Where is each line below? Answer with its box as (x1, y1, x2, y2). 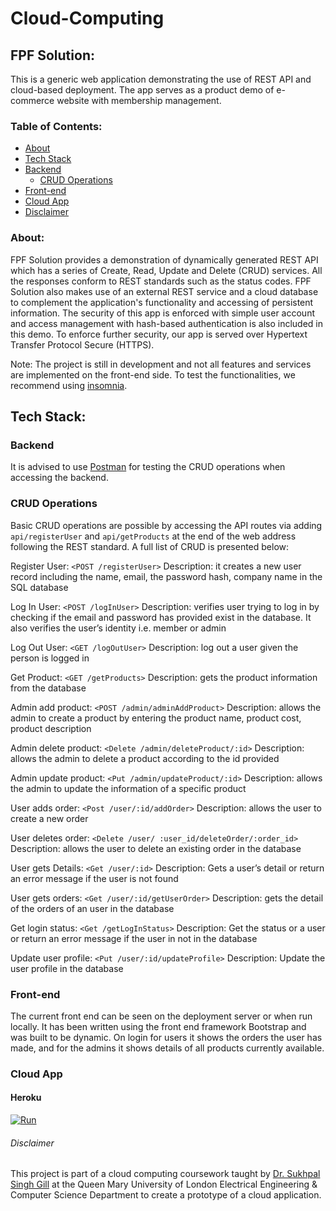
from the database (10, 682, 87, 694)
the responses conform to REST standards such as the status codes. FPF (10, 275, 312, 287)
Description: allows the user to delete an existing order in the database (10, 842, 302, 854)
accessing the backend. (10, 472, 109, 484)
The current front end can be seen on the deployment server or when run (10, 1010, 313, 1022)
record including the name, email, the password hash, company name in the (10, 570, 323, 582)
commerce (10, 95, 55, 106)
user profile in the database (10, 962, 124, 974)
